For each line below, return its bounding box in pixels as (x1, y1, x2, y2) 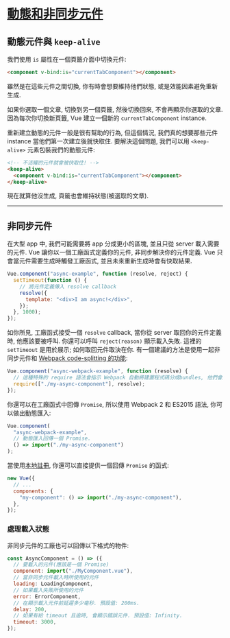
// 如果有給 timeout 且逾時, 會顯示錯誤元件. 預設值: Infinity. (13, 612, 183, 619)
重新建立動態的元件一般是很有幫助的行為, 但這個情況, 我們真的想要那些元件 (7, 128, 218, 137)
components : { (13, 488, 53, 495)
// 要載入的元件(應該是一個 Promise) (13, 561, 110, 568)
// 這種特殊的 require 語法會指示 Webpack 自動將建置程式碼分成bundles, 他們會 (13, 375, 222, 381)
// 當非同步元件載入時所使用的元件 (13, 574, 99, 581)
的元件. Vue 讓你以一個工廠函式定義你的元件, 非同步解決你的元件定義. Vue (7, 248, 216, 257)
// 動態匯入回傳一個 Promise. (13, 435, 91, 442)
